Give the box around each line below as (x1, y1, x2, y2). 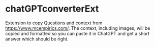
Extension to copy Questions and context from (5, 20, 103, 26)
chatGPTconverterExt (5, 3, 99, 15)
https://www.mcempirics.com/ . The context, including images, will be (5, 25, 150, 31)
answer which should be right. (5, 36, 69, 42)
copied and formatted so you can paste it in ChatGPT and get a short (5, 30, 150, 36)
